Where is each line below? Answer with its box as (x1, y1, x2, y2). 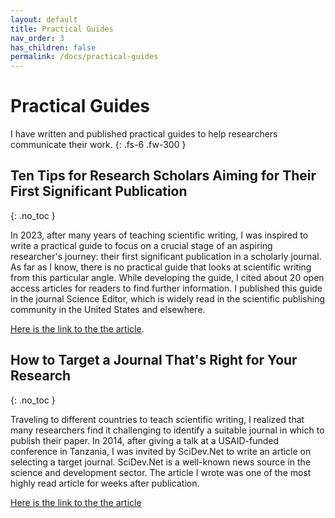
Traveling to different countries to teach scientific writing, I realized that (10, 413, 305, 425)
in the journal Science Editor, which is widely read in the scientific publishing (10, 292, 326, 305)
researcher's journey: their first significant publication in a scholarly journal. (10, 250, 322, 262)
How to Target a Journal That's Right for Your (10, 352, 298, 369)
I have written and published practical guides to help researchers (10, 128, 278, 140)
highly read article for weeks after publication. (10, 477, 200, 489)
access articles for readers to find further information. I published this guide (10, 282, 323, 294)
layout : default (10, 14, 78, 25)
